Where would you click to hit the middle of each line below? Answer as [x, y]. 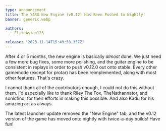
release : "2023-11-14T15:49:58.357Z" [45, 42]
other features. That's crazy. [35, 78]
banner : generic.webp [28, 19]
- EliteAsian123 [27, 33]
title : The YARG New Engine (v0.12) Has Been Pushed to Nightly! [75, 15]
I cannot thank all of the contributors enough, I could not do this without [80, 88]
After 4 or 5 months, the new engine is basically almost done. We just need [83, 56]
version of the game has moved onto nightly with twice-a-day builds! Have [83, 119]
